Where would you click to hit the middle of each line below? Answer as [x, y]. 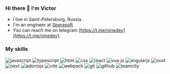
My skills [17, 49]
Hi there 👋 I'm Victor [31, 8]
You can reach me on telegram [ [47, 30]
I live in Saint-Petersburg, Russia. [48, 20]
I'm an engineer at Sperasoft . [43, 25]
